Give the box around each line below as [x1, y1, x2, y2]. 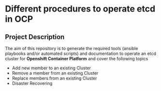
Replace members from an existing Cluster [12, 76, 97, 81]
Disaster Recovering [12, 80, 53, 86]
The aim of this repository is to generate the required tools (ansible [5, 46, 138, 51]
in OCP [5, 13, 33, 25]
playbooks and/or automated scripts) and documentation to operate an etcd [5, 51, 156, 56]
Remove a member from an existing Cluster [12, 70, 99, 76]
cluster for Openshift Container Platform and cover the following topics [5, 56, 148, 61]
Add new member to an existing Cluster [12, 65, 91, 71]
